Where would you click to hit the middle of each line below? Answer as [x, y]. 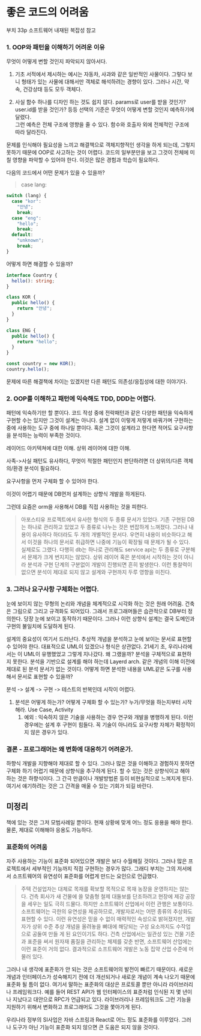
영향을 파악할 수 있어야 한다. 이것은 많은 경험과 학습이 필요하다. [86, 160]
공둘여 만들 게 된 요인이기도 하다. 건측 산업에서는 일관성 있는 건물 [108, 934]
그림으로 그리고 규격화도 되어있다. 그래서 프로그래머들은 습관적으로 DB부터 [99, 611]
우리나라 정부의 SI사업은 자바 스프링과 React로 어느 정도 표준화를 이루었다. [93, 1019]
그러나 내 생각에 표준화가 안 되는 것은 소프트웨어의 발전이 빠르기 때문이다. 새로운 [100, 969]
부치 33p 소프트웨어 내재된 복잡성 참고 [51, 30]
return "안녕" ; [35, 308]
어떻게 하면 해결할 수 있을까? [40, 264]
